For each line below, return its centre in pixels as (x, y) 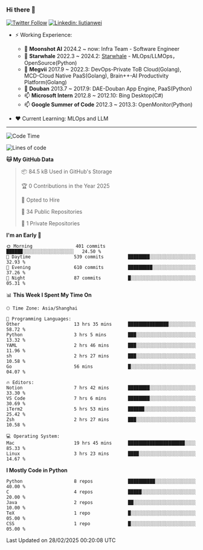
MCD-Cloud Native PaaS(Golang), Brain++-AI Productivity (96, 76)
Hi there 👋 (21, 10)
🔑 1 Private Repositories (50, 224)
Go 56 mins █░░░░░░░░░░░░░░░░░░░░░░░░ (101, 367)
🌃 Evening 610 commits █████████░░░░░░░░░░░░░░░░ (101, 268)
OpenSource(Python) (50, 63)
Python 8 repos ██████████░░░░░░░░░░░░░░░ (101, 482)
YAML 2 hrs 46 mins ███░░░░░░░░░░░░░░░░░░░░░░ (101, 346)
